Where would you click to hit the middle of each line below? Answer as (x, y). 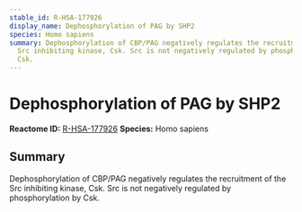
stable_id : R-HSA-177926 (56, 18)
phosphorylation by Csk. (55, 198)
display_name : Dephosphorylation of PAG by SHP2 (102, 26)
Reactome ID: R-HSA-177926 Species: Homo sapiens (109, 128)
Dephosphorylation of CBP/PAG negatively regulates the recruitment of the (148, 178)
